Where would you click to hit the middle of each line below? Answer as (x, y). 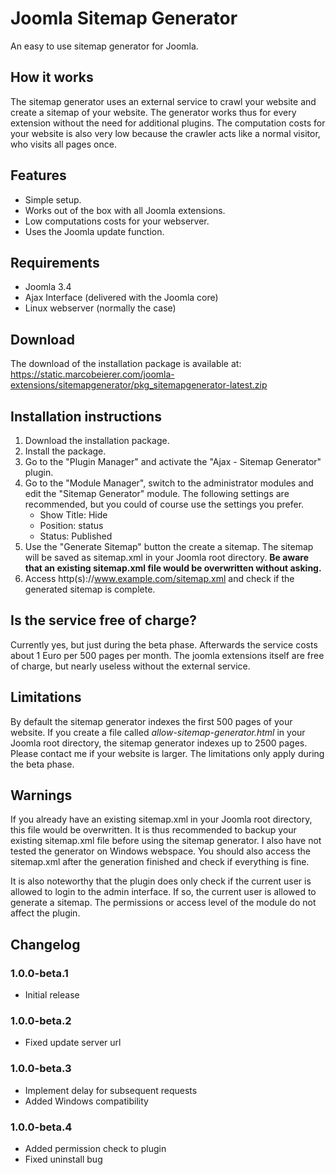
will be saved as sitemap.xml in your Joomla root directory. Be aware (167, 557)
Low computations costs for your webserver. (117, 221)
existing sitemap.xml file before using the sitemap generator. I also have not (166, 841)
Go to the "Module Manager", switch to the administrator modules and (169, 483)
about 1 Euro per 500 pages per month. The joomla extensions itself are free (167, 655)
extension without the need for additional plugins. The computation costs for (168, 123)
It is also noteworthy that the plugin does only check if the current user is (161, 881)
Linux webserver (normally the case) (100, 308)
